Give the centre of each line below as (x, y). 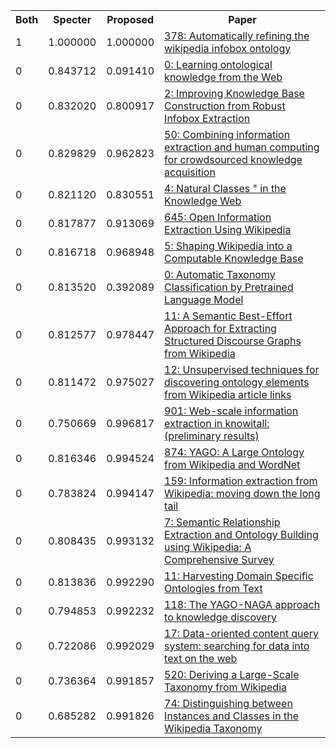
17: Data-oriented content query (242, 633)
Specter (72, 19)
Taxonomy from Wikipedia (225, 687)
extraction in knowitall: (217, 423)
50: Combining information (227, 134)
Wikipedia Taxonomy (213, 728)
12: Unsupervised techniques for (242, 369)
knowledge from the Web (223, 77)
